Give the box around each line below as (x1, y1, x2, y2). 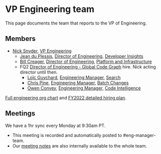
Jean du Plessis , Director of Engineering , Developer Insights (19, 53, 144, 59)
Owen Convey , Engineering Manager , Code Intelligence (27, 85, 141, 91)
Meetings (5, 109, 36, 118)
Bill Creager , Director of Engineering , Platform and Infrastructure (19, 58, 152, 64)
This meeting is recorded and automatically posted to (12, 132, 122, 138)
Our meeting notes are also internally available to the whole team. (12, 142, 147, 148)
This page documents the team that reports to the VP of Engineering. (5, 20, 147, 26)
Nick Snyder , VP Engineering (12, 47, 72, 53)
